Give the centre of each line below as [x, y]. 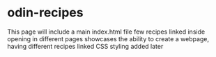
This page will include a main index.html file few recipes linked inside [106, 32]
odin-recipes [45, 13]
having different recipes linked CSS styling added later [85, 46]
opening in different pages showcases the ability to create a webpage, [108, 38]
